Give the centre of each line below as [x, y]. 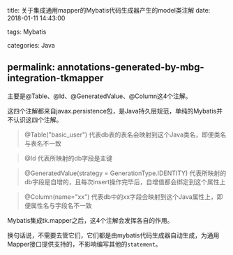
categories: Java [31, 45]
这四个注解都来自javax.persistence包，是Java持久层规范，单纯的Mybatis [112, 111]
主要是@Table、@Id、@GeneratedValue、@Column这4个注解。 [99, 96]
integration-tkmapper [55, 78]
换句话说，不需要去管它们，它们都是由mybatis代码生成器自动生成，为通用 [113, 235]
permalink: [31, 68]
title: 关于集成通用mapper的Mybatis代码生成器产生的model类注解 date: [109, 10]
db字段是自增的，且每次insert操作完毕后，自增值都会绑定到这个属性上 [125, 181]
